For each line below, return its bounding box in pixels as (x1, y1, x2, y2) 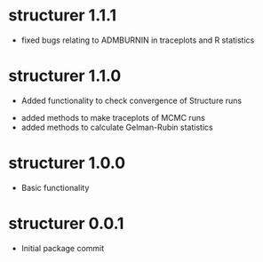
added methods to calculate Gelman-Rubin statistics (20, 122, 214, 132)
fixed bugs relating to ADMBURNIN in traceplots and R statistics (20, 35, 255, 45)
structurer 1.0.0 (8, 153, 126, 173)
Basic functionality (20, 182, 90, 193)
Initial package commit (20, 242, 105, 253)
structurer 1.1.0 (8, 66, 122, 86)
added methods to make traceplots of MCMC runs (20, 112, 205, 123)
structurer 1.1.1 (8, 5, 117, 26)
